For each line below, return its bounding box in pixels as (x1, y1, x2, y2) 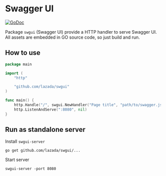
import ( (5, 70, 23, 76)
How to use (5, 49, 41, 57)
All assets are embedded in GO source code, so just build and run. (5, 34, 140, 40)
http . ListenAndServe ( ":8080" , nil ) (14, 107, 87, 112)
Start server (5, 157, 30, 163)
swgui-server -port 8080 (5, 167, 56, 172)
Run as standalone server (5, 125, 85, 134)
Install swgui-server (5, 138, 45, 144)
